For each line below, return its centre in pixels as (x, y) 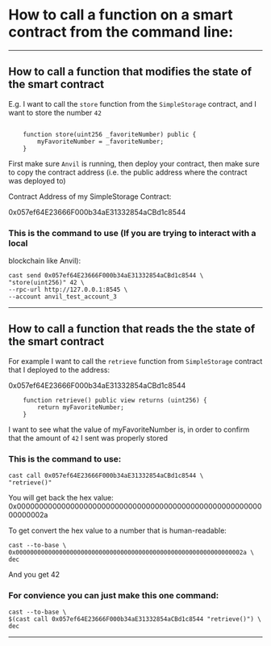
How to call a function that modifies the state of (130, 72)
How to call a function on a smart (121, 15)
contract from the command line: (121, 32)
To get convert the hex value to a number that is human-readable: (118, 530)
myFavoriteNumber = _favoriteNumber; (100, 141)
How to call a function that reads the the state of (132, 329)
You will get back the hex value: (61, 498)
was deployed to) (37, 180)
